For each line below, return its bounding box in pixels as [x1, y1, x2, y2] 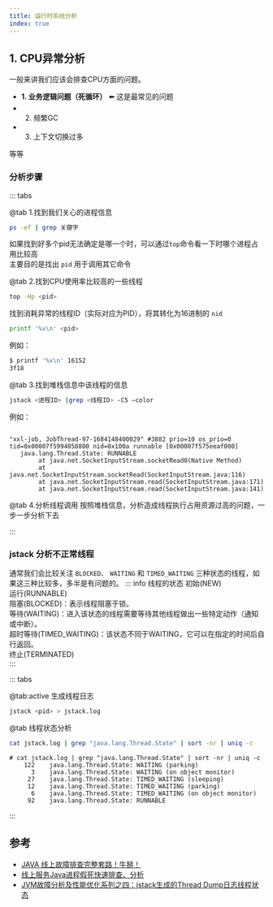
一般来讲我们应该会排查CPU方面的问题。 [9, 75, 145, 84]
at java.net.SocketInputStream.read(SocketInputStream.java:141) [38, 485, 265, 493]
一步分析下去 [15, 510, 59, 520]
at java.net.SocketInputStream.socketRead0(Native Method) [38, 456, 243, 464]
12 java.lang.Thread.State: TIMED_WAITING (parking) [27, 782, 221, 790]
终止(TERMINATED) [9, 650, 75, 659]
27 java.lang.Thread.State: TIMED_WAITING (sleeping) [27, 775, 224, 784]
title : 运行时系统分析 [9, 11, 78, 20]
